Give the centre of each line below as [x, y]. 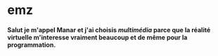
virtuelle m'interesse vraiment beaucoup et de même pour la [97, 37]
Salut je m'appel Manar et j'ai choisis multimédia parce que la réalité [109, 29]
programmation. [32, 45]
